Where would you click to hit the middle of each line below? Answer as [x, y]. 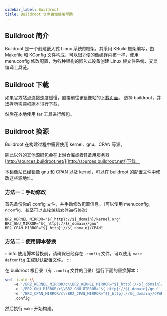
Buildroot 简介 [27, 36]
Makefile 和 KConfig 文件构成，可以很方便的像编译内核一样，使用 [72, 55]
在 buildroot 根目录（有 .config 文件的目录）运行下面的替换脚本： [73, 270]
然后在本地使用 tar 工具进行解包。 [40, 114]
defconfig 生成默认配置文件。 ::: [38, 260]
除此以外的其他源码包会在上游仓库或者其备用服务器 [57, 155]
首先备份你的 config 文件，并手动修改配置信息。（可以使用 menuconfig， [79, 204]
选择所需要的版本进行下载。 [34, 104]
